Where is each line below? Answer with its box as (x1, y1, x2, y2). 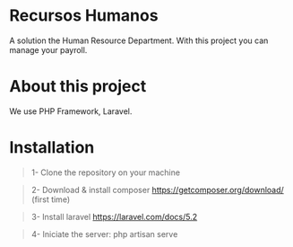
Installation (9, 137, 95, 158)
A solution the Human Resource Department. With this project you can (9, 35, 269, 46)
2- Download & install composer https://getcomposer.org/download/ (30, 184, 284, 195)
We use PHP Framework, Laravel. (9, 105, 133, 117)
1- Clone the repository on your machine (30, 167, 181, 178)
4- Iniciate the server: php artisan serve (30, 228, 178, 239)
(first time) (30, 194, 70, 205)
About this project (9, 76, 147, 97)
